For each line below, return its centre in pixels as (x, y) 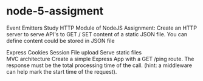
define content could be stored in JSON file (60, 40)
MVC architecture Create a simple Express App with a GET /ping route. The (100, 59)
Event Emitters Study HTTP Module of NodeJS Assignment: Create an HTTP (102, 28)
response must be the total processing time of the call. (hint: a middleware (99, 65)
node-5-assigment (55, 11)
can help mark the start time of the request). (62, 71)
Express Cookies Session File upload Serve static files (74, 52)
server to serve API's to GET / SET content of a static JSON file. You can (97, 34)
